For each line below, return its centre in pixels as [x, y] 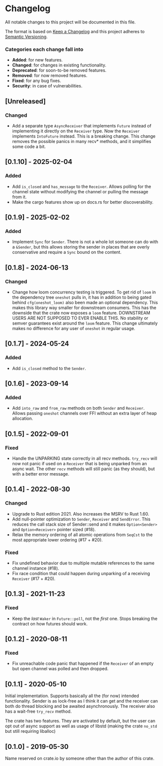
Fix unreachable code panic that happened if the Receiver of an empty [83, 663]
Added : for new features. [37, 60]
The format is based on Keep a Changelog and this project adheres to [75, 31]
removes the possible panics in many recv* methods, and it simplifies [82, 141]
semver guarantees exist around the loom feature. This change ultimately [85, 323]
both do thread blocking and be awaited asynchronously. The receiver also [80, 706]
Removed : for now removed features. [50, 76]
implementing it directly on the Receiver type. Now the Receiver [76, 131]
